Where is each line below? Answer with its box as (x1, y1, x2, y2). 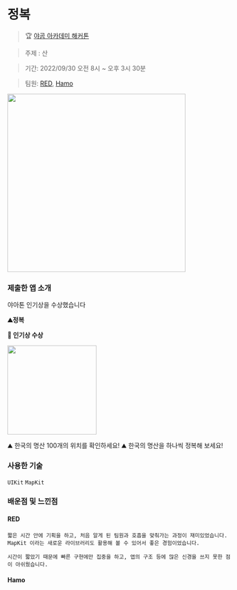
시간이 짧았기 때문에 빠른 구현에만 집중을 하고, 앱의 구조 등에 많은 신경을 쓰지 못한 (7, 553, 223, 560)
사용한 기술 (7, 461, 43, 471)
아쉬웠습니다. (15, 561, 48, 568)
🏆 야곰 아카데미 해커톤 (24, 31, 90, 40)
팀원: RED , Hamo (24, 79, 73, 88)
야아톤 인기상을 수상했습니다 (7, 301, 86, 309)
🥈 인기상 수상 (7, 331, 44, 339)
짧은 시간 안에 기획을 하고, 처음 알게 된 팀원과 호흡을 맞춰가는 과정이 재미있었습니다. (7, 532, 228, 539)
